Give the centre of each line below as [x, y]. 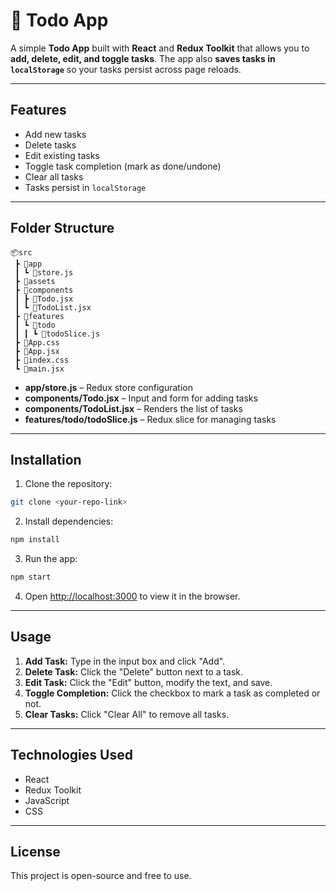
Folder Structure [62, 228]
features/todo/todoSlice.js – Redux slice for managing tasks [150, 419]
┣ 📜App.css [37, 342]
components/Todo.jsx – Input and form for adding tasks [141, 398]
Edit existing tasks [62, 155]
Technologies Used [71, 755]
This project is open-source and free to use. [101, 876]
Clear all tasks [54, 176]
